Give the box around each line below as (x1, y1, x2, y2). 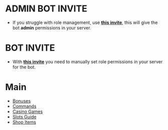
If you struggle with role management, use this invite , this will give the (12, 19, 158, 25)
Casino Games (12, 108, 43, 115)
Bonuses (12, 98, 31, 104)
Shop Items (12, 119, 37, 125)
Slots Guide (12, 114, 37, 120)
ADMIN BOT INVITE (5, 3, 88, 14)
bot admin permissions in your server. (12, 24, 91, 30)
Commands (12, 103, 37, 109)
